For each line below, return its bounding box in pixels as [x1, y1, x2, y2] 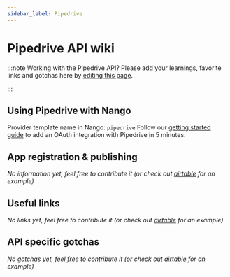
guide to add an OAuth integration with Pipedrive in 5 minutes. [7, 131, 187, 139]
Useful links [7, 197, 61, 209]
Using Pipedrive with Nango [7, 104, 131, 116]
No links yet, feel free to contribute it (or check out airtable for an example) [7, 216, 224, 224]
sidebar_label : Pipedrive [7, 10, 82, 17]
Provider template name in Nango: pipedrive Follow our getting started [7, 123, 211, 132]
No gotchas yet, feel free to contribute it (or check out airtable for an [7, 255, 206, 263]
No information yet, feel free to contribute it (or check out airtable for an [7, 169, 215, 178]
